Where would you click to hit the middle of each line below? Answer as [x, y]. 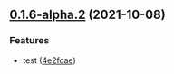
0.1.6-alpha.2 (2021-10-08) [87, 15]
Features [29, 41]
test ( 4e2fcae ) [49, 60]
